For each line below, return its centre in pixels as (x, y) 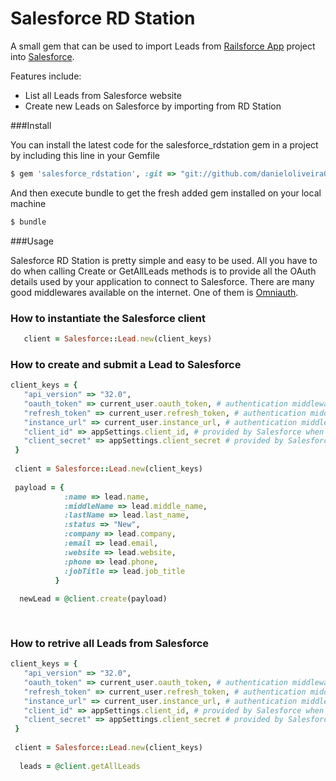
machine (28, 203)
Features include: (46, 76)
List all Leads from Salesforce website (103, 95)
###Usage (32, 241)
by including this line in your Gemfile (85, 155)
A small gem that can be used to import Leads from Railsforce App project (163, 46)
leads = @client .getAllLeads (80, 766)
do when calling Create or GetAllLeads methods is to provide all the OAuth (163, 271)
